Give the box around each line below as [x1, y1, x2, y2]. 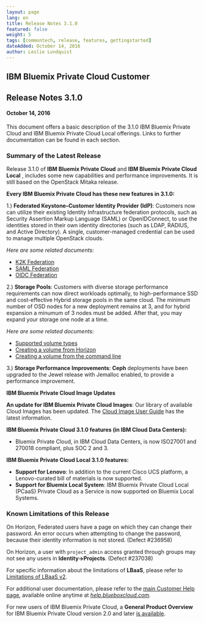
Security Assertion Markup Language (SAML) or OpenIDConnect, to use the [6, 215, 197, 222]
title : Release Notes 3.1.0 [6, 20, 78, 26]
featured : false [6, 26, 48, 32]
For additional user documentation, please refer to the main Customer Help [6, 585, 195, 592]
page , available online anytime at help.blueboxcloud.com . [6, 592, 151, 599]
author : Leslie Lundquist [6, 49, 72, 55]
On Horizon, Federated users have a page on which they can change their [6, 523, 192, 530]
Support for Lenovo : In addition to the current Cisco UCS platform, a [15, 468, 188, 475]
